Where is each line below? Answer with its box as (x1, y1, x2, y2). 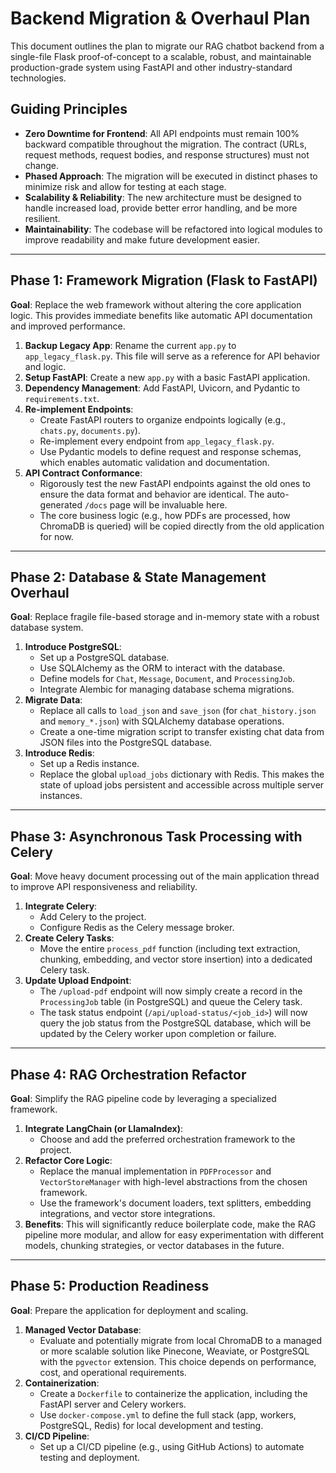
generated (39, 498, 83, 511)
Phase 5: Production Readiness (10, 1278, 210, 1295)
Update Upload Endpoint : (24, 975, 132, 987)
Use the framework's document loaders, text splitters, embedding (39, 1197, 312, 1209)
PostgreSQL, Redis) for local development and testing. (39, 1419, 264, 1431)
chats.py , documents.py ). (39, 424, 141, 436)
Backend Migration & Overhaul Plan (10, 7, 311, 30)
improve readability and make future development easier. (24, 233, 260, 246)
